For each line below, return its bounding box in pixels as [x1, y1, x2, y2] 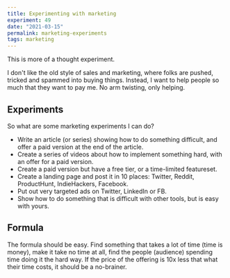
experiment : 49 [7, 17, 51, 24]
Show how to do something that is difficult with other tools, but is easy [17, 194, 219, 202]
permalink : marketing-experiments [7, 29, 108, 37]
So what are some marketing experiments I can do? [7, 122, 155, 130]
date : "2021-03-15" [7, 23, 64, 30]
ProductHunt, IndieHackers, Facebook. [17, 179, 129, 188]
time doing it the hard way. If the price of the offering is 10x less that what [7, 255, 218, 263]
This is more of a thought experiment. [7, 55, 115, 63]
